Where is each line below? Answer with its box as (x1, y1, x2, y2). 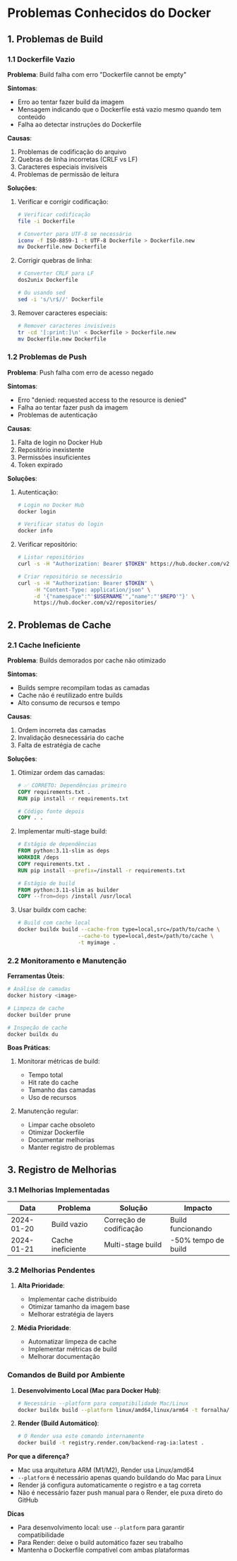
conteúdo (17, 112, 46, 121)
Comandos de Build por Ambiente (7, 1370, 126, 1380)
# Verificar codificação (17, 210, 91, 218)
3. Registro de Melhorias (7, 1163, 117, 1175)
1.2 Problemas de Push (7, 352, 87, 362)
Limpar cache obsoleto (28, 1121, 95, 1129)
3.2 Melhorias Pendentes (7, 1266, 95, 1276)
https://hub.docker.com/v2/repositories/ (33, 599, 157, 607)
